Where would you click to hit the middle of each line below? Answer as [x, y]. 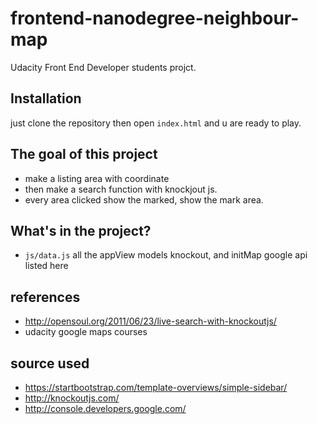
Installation [46, 98]
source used [50, 363]
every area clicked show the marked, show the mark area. [144, 199]
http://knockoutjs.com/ [72, 398]
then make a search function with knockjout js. [121, 189]
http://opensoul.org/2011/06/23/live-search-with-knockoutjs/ [150, 321]
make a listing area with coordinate [97, 178]
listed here [46, 266]
